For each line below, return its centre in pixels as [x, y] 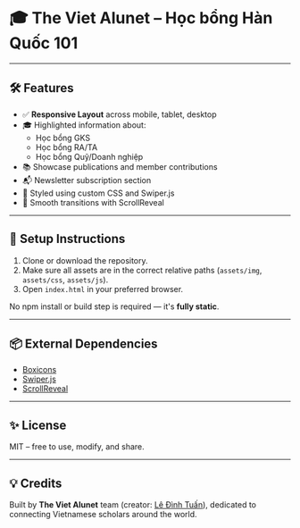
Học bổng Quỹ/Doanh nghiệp [89, 156]
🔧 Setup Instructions [67, 239]
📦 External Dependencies [83, 344]
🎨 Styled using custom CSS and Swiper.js [98, 193]
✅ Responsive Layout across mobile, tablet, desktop [119, 114]
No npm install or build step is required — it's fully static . [114, 306]
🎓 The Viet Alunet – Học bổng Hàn [141, 18]
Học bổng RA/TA [67, 147]
